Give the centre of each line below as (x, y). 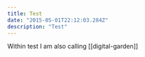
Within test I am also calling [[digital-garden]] (73, 47)
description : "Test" (38, 26)
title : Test (25, 14)
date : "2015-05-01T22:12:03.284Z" (58, 20)
